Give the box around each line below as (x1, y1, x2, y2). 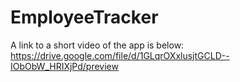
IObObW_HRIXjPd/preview (10, 60, 119, 72)
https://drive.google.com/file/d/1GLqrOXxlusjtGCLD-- (10, 49, 230, 61)
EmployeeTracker (10, 6, 159, 29)
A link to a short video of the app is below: (10, 39, 185, 51)
